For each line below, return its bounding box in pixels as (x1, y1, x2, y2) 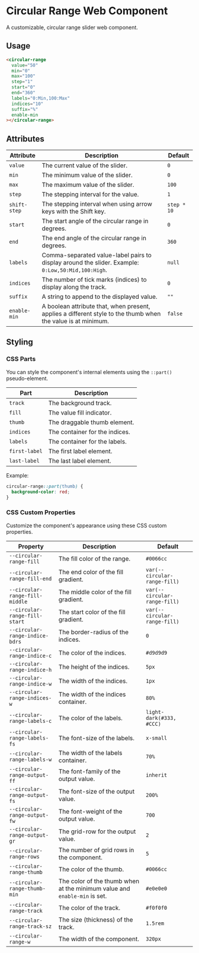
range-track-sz (9, 923, 52, 929)
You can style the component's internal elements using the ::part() (6, 368, 172, 375)
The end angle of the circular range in (41, 234, 147, 243)
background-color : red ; (11, 489, 70, 495)
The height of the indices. (58, 662, 130, 671)
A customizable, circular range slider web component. (6, 24, 138, 31)
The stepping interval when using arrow (41, 200, 152, 208)
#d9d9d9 (146, 649, 168, 656)
